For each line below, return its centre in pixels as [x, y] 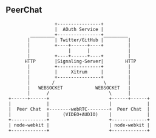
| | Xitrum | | [79, 72]
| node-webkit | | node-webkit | [79, 125]
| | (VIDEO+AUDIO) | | [79, 114]
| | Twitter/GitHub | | [79, 40]
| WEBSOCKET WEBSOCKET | [79, 88]
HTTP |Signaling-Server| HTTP [80, 61]
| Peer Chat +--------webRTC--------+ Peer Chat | [79, 109]
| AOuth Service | [79, 29]
